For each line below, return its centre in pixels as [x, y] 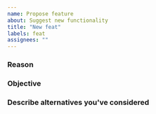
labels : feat [26, 33]
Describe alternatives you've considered [78, 102]
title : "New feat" [34, 27]
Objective [24, 83]
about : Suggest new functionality [58, 20]
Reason [20, 65]
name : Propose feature [40, 14]
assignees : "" [28, 40]
